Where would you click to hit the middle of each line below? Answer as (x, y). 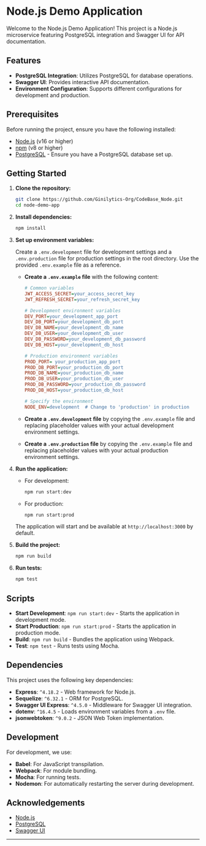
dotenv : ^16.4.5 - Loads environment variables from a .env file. (95, 711)
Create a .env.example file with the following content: (92, 277)
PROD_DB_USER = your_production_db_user (74, 379)
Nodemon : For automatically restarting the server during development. (105, 783)
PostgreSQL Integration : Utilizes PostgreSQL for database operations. (104, 76)
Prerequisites (32, 115)
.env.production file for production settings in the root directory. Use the (107, 258)
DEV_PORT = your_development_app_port (71, 316)
